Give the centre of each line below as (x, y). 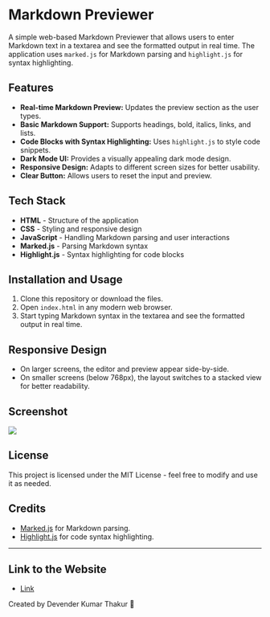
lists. (28, 133)
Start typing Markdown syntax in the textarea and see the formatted (132, 316)
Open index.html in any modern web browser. (96, 308)
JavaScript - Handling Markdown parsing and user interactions (125, 237)
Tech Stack (37, 201)
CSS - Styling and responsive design (81, 229)
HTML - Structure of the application (79, 220)
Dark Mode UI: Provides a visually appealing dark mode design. (125, 158)
